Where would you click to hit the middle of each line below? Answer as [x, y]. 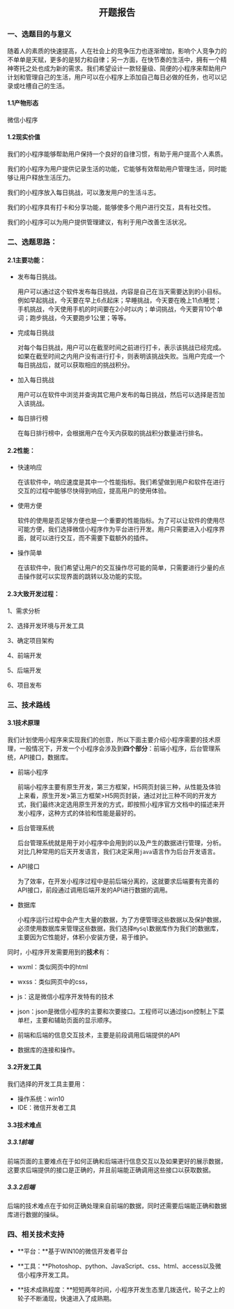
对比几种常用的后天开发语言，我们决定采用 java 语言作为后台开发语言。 [118, 851]
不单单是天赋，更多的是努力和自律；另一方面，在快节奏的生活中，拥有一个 [114, 59]
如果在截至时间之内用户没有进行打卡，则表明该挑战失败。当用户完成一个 [121, 356]
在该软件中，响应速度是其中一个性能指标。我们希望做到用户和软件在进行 [121, 482]
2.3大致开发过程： [34, 594]
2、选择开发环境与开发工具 [46, 625]
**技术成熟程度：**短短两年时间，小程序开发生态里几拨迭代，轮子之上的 [121, 1289]
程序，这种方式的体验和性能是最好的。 [85, 813]
